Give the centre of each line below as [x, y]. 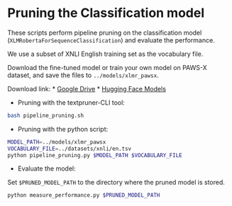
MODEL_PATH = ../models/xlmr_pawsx [57, 142]
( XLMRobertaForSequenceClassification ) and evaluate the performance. [111, 40]
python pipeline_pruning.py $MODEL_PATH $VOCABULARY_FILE [95, 155]
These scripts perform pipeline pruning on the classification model [105, 33]
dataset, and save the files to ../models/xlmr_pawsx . [83, 75]
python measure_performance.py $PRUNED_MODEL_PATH [84, 195]
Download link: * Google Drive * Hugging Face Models [87, 88]
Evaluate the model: [46, 168]
